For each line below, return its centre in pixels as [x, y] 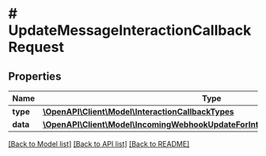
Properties [35, 76]
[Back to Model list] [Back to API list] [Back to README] [99, 144]
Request [36, 47]
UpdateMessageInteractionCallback [130, 30]
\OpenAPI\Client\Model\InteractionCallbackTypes [138, 111]
